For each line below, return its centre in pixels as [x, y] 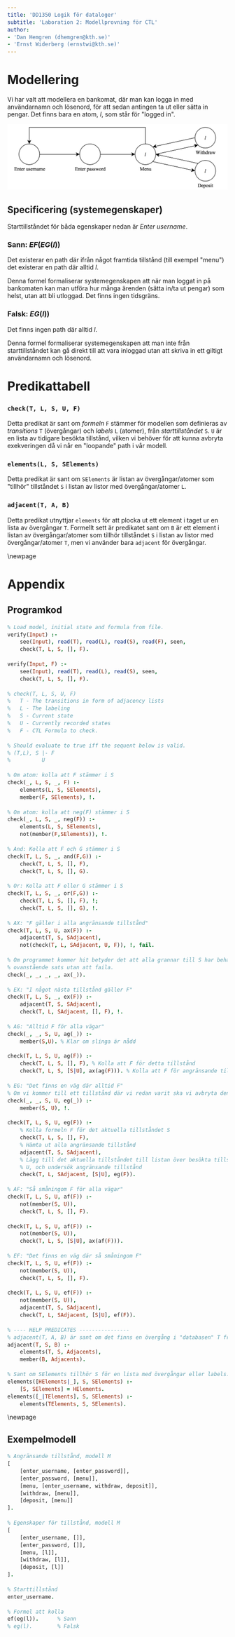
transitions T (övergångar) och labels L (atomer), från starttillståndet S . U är [115, 431]
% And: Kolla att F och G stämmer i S [64, 849]
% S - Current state [40, 716]
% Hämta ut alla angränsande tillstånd [78, 1145]
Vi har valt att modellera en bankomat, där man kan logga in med [100, 100]
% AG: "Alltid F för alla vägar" [56, 1026]
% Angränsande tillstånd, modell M [59, 1456]
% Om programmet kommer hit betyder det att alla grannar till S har [111, 960]
